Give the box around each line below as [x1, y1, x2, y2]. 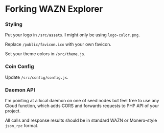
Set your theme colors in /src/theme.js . [5, 51, 86, 57]
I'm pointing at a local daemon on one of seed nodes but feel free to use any [5, 98, 159, 104]
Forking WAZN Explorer [5, 3, 103, 15]
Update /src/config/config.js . [5, 74, 69, 80]
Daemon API [5, 87, 35, 93]
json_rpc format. [5, 123, 39, 129]
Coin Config [5, 63, 34, 70]
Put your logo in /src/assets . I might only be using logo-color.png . [5, 32, 140, 38]
